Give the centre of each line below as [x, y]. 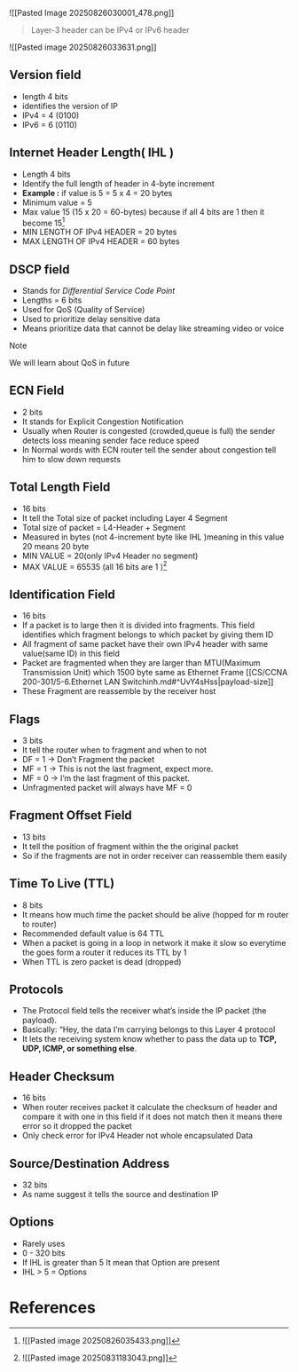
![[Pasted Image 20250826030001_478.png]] [92, 13]
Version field [45, 75]
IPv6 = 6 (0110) [50, 124]
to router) [39, 924]
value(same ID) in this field [71, 654]
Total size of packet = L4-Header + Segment [104, 527]
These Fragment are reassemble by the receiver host [119, 691]
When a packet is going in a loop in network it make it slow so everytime [154, 942]
